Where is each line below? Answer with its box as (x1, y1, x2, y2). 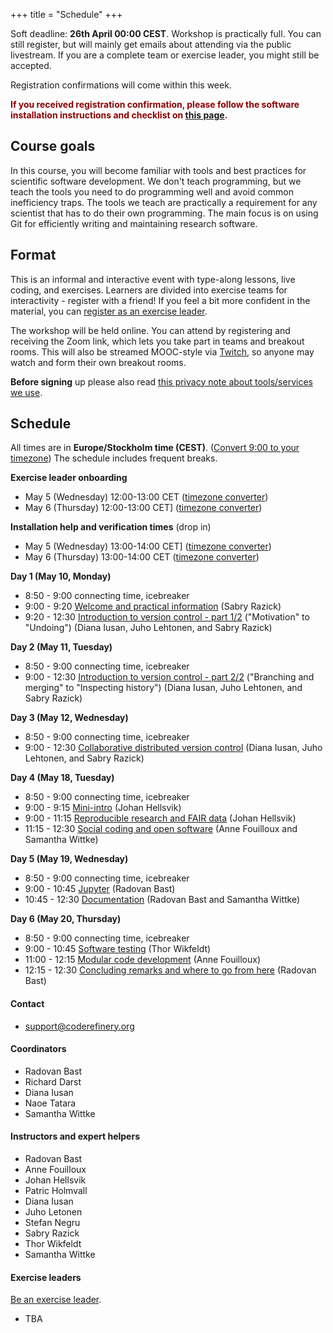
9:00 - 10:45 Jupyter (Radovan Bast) (24, 883, 176, 895)
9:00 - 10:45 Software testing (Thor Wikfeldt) (24, 943, 212, 955)
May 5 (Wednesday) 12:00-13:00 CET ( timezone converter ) (24, 491, 269, 503)
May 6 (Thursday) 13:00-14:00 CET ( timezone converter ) (24, 551, 260, 563)
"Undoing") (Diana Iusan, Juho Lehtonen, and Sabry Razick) (24, 622, 273, 634)
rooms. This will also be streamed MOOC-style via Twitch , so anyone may (10, 345, 315, 358)
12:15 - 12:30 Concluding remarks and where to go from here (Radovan (24, 964, 317, 976)
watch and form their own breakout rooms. (10, 356, 187, 368)
